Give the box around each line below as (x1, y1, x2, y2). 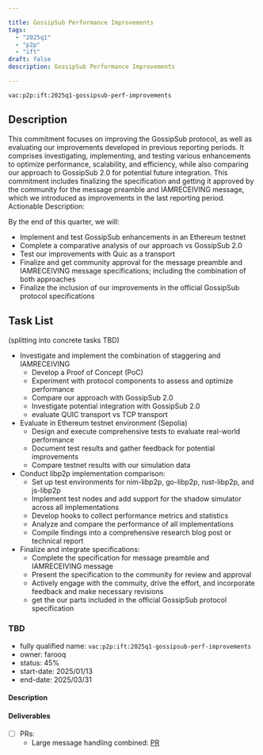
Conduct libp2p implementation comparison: (19, 469, 166, 478)
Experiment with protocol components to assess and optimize (31, 376, 234, 385)
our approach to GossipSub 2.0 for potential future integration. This (8, 167, 228, 177)
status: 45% (19, 657, 60, 667)
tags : (8, 25, 26, 34)
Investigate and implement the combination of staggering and (19, 351, 221, 360)
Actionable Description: (8, 201, 85, 211)
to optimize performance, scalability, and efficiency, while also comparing (8, 159, 250, 169)
